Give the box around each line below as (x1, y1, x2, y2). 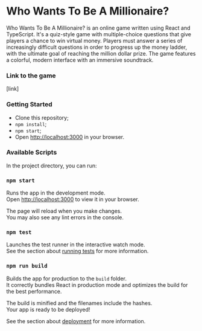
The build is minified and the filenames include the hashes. (6, 299, 153, 306)
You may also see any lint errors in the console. (6, 214, 124, 221)
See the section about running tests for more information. (6, 248, 149, 255)
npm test (6, 229, 32, 236)
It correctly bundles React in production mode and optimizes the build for (6, 281, 188, 288)
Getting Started (6, 100, 52, 109)
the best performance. (6, 288, 62, 295)
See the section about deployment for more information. (6, 317, 146, 324)
